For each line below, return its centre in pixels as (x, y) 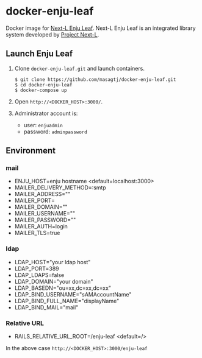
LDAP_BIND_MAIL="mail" (46, 307)
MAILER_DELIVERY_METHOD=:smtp (60, 188)
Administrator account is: (46, 113)
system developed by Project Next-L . (52, 34)
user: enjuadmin (43, 125)
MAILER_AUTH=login (41, 226)
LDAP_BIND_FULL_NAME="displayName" (67, 301)
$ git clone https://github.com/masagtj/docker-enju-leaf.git (95, 79)
